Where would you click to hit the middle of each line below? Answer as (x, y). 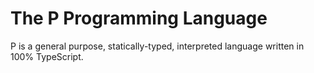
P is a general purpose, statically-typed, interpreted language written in (157, 46)
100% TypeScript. (47, 56)
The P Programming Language (139, 18)
